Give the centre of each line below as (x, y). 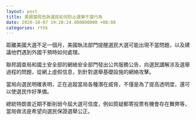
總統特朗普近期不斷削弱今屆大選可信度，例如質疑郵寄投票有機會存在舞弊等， (98, 104)
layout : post (22, 11)
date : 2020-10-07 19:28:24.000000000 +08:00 (61, 22)
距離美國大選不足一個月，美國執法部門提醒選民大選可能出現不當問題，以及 (95, 45)
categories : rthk (27, 28)
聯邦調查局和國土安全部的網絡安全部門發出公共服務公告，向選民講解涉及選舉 (98, 65)
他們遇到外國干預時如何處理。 (47, 52)
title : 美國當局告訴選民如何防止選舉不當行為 (55, 17)
